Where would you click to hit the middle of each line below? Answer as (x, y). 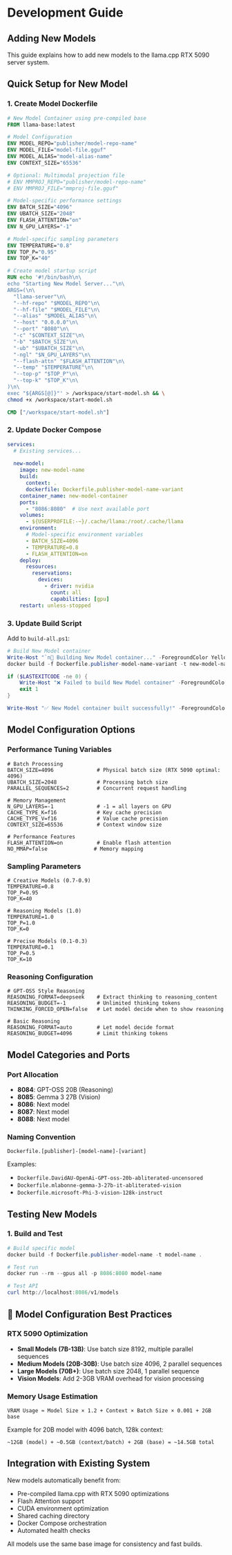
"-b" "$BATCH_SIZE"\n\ (46, 342)
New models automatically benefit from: (64, 1480)
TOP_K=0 (18, 929)
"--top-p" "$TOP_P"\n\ (46, 374)
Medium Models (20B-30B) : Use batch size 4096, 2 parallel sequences (119, 1364)
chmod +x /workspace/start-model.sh (60, 400)
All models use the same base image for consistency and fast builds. (105, 1544)
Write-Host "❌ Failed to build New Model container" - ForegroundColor (124, 683)
